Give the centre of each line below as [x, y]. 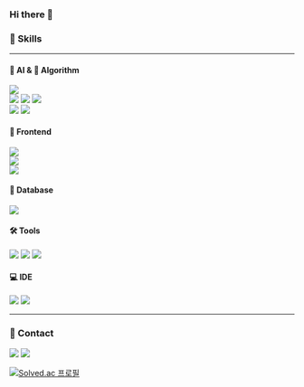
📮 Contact [32, 334]
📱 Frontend [30, 132]
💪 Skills [26, 38]
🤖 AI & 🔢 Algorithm [44, 70]
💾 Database [32, 190]
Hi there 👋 [32, 14]
